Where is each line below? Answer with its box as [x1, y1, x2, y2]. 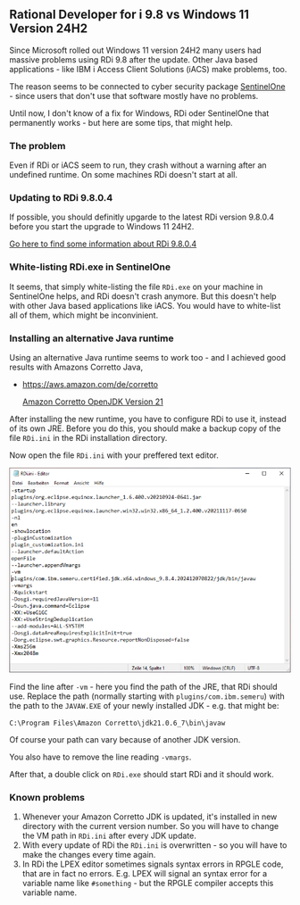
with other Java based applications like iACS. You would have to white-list [9, 300, 281, 311]
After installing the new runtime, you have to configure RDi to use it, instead [9, 414, 287, 424]
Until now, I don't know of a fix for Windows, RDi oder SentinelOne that [9, 107, 270, 119]
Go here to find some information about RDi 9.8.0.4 [9, 238, 197, 249]
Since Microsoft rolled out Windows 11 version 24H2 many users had [9, 45, 262, 55]
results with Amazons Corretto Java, [9, 361, 144, 372]
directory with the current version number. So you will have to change [21, 821, 279, 832]
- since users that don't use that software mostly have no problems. [9, 90, 259, 101]
